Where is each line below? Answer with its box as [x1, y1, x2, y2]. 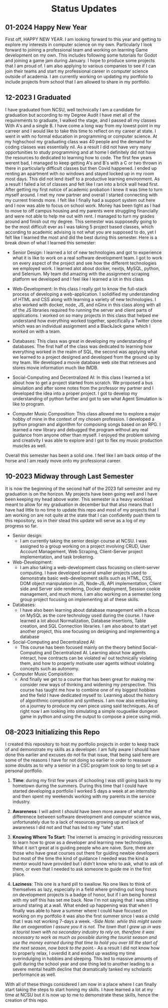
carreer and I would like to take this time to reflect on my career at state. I [5, 128, 156, 134]
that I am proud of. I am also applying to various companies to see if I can [5, 63, 156, 69]
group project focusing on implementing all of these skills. [19, 596, 139, 602]
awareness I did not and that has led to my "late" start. [12, 825, 125, 831]
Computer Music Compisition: [12, 671, 74, 677]
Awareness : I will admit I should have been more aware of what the [12, 809, 151, 815]
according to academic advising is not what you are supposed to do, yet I [5, 229, 156, 235]
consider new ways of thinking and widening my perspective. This [19, 681, 156, 687]
